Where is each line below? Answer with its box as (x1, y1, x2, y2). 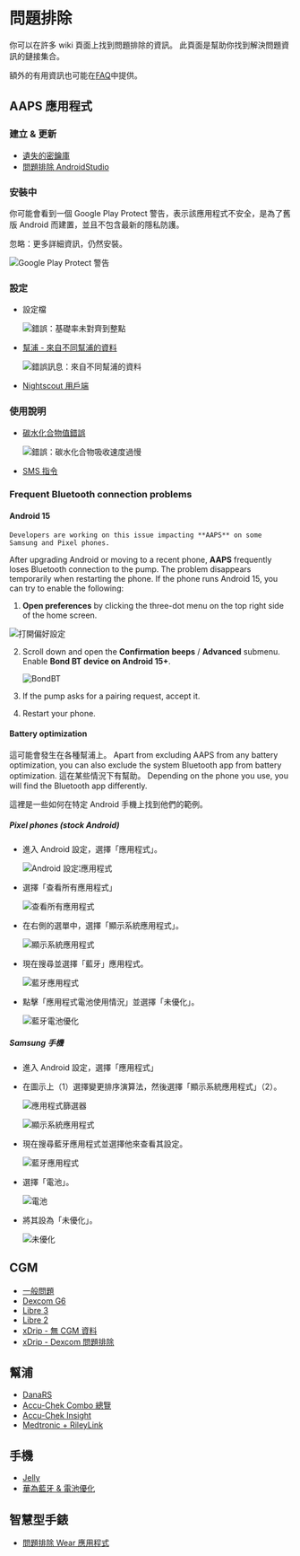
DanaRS (21, 1389, 52, 1401)
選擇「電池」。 (21, 1176, 74, 1187)
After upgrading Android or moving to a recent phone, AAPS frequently (9, 554, 272, 565)
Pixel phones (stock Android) (9, 820, 120, 831)
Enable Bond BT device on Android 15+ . (21, 655, 172, 666)
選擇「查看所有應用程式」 (21, 882, 117, 892)
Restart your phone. (21, 708, 96, 718)
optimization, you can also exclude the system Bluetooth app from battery (9, 760, 282, 770)
